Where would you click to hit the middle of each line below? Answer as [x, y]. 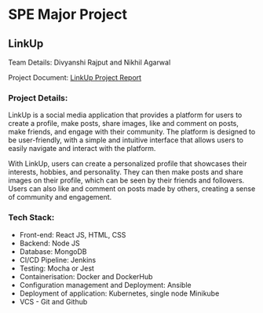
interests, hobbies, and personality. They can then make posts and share [126, 172]
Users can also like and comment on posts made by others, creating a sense [132, 189]
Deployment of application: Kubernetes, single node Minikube [119, 293]
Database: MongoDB [53, 251]
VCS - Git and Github [53, 301]
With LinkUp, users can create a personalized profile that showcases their [128, 164]
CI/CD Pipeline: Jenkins [58, 260]
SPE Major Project [68, 15]
